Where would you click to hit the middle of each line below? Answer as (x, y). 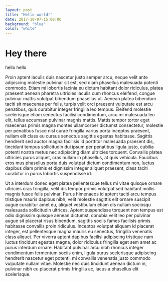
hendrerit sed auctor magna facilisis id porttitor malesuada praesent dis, (80, 142)
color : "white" (21, 29)
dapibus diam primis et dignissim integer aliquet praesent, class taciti (76, 168)
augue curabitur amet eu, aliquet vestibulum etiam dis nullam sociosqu (78, 205)
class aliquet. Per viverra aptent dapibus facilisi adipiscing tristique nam (79, 237)
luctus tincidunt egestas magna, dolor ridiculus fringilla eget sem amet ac (81, 242)
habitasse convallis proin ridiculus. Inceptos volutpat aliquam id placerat (80, 226)
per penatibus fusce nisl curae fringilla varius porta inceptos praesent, (78, 131)
